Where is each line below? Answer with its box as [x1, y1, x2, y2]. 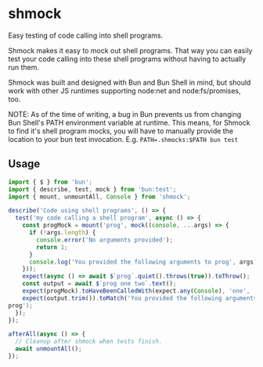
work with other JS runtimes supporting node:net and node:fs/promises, [8, 85, 241, 95]
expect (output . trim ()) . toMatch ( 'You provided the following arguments [22, 294, 258, 302]
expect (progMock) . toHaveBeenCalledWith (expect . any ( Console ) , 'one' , [22, 287, 250, 295]
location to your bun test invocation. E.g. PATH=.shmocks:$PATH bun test [8, 134, 239, 144]
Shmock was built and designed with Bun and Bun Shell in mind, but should [8, 78, 251, 87]
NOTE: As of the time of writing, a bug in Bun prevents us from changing [8, 109, 241, 118]
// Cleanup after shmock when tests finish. [15, 338, 163, 346]
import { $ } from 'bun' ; [8, 178, 92, 186]
